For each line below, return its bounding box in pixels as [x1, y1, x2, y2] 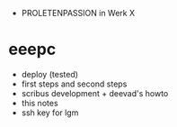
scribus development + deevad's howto [21, 87, 169, 98]
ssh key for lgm [21, 107, 79, 118]
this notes [21, 97, 59, 108]
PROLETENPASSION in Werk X [21, 8, 136, 18]
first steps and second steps [21, 78, 128, 89]
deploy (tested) [21, 68, 78, 79]
